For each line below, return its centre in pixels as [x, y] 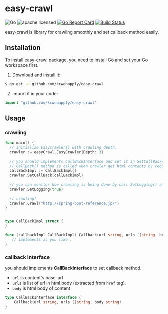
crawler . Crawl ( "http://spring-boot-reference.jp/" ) [65, 203]
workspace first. [22, 65]
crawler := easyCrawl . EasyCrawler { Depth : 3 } [57, 152]
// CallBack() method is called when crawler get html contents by [81, 166]
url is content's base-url [38, 277]
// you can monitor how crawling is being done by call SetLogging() [83, 185]
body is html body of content [41, 288]
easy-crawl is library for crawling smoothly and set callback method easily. [82, 32]
